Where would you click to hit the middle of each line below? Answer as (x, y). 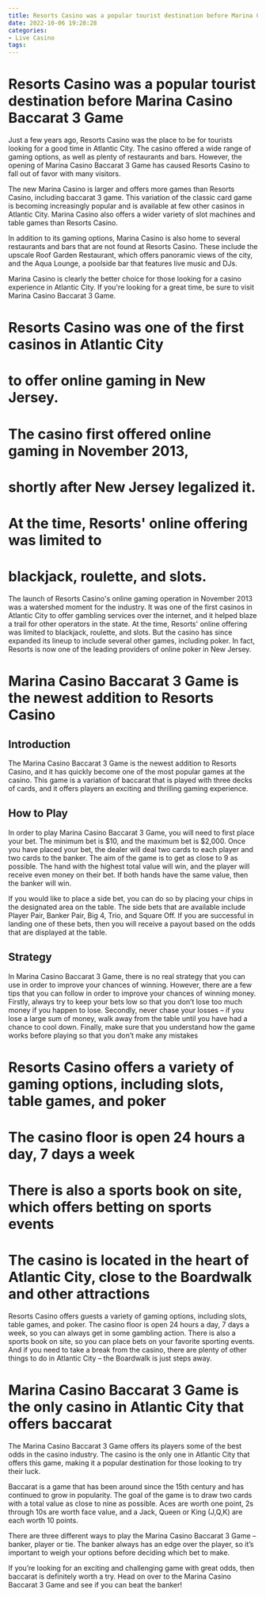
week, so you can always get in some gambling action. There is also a (122, 1333)
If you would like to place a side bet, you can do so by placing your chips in (131, 898)
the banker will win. (40, 883)
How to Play (38, 814)
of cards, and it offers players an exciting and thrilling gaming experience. (128, 788)
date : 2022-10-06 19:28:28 (53, 23)
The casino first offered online (110, 434)
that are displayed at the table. (58, 932)
